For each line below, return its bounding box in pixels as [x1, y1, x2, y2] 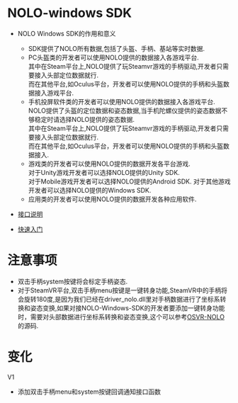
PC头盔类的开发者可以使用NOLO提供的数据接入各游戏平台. [28, 53, 200, 62]
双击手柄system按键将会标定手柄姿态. [17, 277, 128, 285]
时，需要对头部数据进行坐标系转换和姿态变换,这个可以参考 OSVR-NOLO [17, 312, 225, 321]
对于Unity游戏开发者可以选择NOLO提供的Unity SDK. [28, 168, 181, 176]
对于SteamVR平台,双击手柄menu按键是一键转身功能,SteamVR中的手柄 [17, 285, 222, 295]
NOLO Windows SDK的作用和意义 [17, 29, 116, 38]
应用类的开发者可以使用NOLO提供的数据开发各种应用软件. [28, 195, 197, 203]
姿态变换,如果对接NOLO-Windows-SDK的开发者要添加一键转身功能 [30, 303, 225, 312]
